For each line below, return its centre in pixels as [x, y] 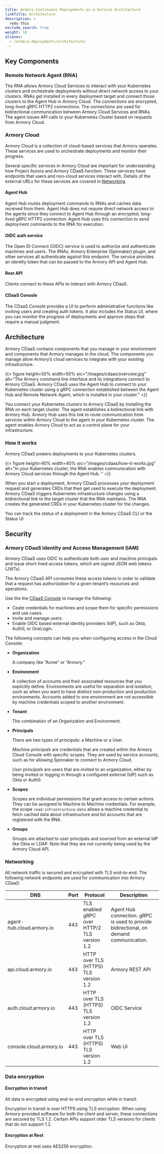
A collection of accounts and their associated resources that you [77, 681]
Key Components [32, 61]
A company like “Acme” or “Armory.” [49, 662]
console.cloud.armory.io [35, 1046]
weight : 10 [16, 32]
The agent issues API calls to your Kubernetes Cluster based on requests [79, 117]
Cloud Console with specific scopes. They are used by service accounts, [85, 755]
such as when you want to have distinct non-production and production [84, 692]
